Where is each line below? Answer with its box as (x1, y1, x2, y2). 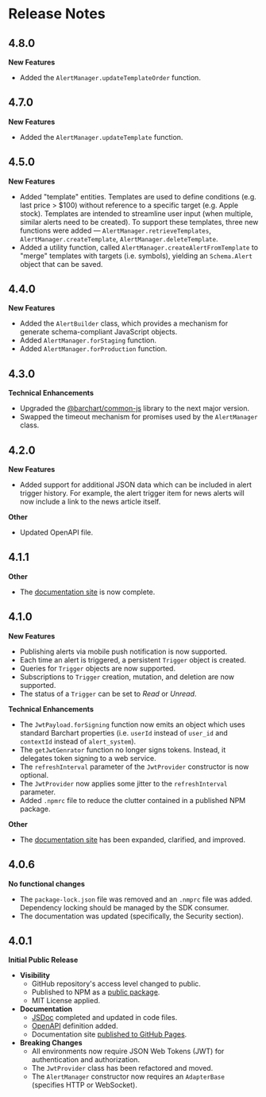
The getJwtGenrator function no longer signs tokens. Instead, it (19, 744, 226, 755)
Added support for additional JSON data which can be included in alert (19, 480, 253, 489)
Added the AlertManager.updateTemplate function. (19, 132, 183, 141)
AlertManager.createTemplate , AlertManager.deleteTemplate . (19, 234, 218, 243)
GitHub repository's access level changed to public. (31, 979, 201, 989)
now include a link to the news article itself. (19, 497, 161, 507)
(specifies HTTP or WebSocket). (31, 1080, 137, 1090)
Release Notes (8, 5, 106, 23)
